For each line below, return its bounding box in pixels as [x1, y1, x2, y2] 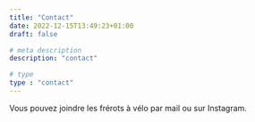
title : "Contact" [9, 12, 74, 22]
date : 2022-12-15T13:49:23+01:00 [9, 21, 134, 30]
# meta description [9, 45, 82, 54]
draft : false [9, 29, 58, 38]
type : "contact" [9, 78, 74, 87]
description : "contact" [9, 54, 98, 63]
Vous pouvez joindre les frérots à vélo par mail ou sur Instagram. [9, 102, 248, 113]
